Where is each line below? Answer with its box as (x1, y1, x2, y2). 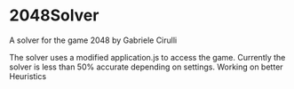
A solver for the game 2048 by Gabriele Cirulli (9, 35, 178, 45)
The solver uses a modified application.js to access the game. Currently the (9, 52, 286, 62)
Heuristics (9, 70, 47, 81)
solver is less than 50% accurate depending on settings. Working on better (9, 61, 283, 72)
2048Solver (9, 5, 99, 26)
